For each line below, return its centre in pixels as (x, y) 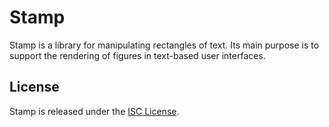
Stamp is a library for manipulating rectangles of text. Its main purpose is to (164, 45)
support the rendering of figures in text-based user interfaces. (137, 55)
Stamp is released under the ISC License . (94, 111)
